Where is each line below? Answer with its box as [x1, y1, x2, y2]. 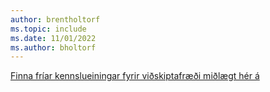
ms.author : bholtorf [10, 42, 97, 53]
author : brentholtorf [10, 14, 101, 25]
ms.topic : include [10, 24, 87, 34]
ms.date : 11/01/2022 [10, 33, 97, 43]
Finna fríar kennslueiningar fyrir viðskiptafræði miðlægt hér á [10, 70, 260, 82]
